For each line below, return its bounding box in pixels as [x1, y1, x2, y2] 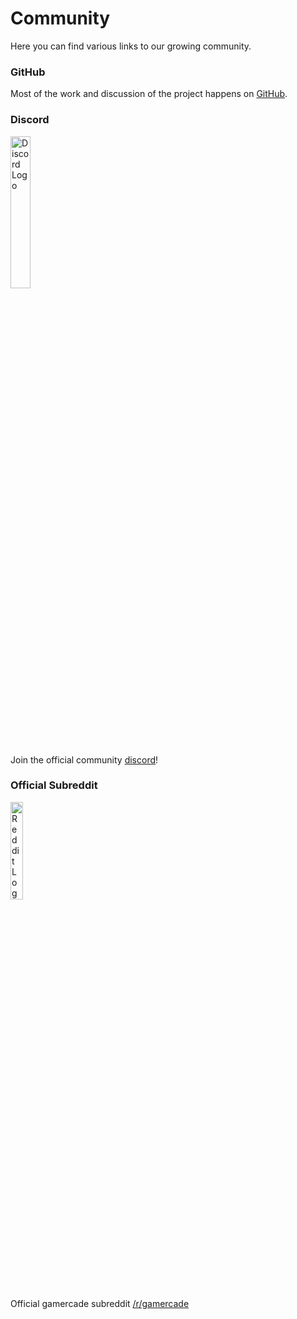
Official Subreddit [10, 778, 98, 792]
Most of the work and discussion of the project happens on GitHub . [10, 88, 288, 100]
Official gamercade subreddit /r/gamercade [10, 1297, 190, 1309]
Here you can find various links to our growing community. [10, 40, 252, 52]
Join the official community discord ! [10, 753, 159, 766]
